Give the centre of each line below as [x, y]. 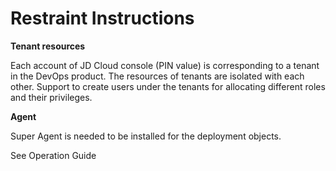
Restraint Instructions [102, 18]
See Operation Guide [53, 155]
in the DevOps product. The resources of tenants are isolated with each [157, 76]
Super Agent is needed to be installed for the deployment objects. [146, 136]
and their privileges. [51, 97]
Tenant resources [48, 46]
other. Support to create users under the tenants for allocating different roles [168, 86]
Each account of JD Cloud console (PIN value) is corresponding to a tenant [165, 65]
